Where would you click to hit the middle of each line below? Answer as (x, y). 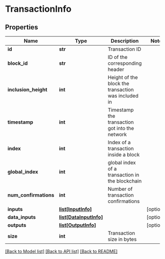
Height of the (123, 77)
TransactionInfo (38, 9)
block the (118, 83)
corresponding (125, 63)
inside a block (124, 155)
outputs (17, 225)
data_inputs (22, 217)
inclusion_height (27, 90)
